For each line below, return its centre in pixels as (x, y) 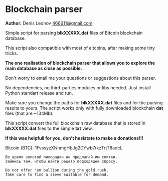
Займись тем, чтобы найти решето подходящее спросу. (61, 161)
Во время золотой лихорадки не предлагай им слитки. (61, 157)
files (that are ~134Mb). (29, 113)
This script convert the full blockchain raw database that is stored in (75, 123)
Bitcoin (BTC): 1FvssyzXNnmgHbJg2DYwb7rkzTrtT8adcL (64, 148)
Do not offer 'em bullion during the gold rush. (57, 170)
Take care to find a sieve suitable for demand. (57, 174)
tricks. (12, 53)
